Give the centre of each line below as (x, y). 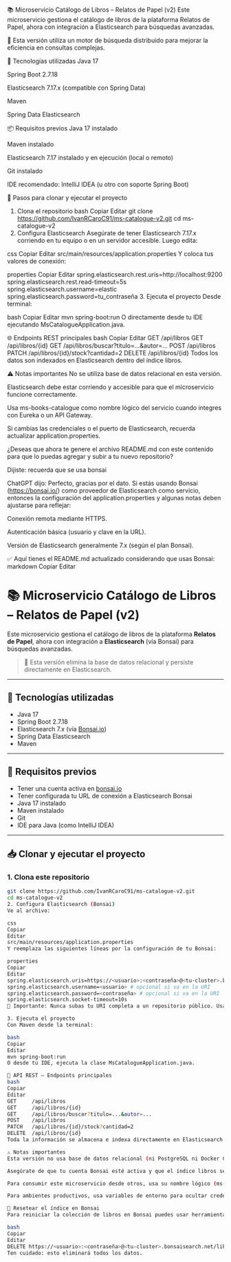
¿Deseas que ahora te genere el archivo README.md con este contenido (110, 449)
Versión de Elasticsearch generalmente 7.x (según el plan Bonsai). (100, 545)
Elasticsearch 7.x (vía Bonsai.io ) (62, 729)
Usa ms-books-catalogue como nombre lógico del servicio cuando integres (114, 408)
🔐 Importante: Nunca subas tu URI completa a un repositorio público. (110, 1006)
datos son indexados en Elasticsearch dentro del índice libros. (95, 360)
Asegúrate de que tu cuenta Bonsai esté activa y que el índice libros (112, 1171)
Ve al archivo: (29, 910)
